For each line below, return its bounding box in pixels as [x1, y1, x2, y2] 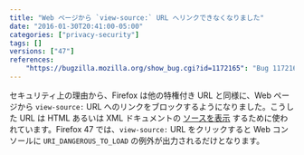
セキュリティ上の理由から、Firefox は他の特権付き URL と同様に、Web [9, 90, 272, 101]
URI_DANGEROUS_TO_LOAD [43, 137, 129, 146]
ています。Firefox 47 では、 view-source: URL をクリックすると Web [16, 123, 271, 134]
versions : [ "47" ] [9, 47, 75, 56]
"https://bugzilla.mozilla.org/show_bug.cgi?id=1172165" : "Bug [25, 64, 270, 73]
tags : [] [9, 38, 43, 48]
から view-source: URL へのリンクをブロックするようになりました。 [16, 101, 271, 111]
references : [9, 55, 54, 64]
